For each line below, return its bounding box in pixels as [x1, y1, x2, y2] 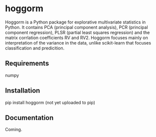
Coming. [5, 127, 23, 133]
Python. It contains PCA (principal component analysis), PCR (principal [5, 24, 148, 30]
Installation [5, 87, 40, 95]
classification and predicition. [5, 45, 65, 51]
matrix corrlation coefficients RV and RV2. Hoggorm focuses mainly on [5, 35, 148, 41]
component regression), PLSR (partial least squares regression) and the [5, 29, 150, 35]
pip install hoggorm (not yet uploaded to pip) [5, 99, 96, 105]
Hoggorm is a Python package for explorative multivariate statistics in [5, 19, 146, 25]
